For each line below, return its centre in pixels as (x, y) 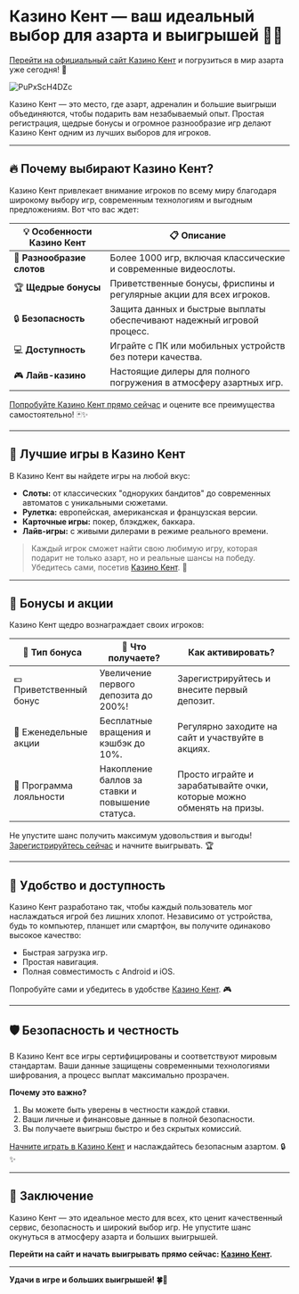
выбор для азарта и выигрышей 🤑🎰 (146, 35)
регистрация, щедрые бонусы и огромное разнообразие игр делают (140, 123)
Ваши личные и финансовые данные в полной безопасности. (138, 1119)
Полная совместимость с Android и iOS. (98, 972)
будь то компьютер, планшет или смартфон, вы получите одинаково (140, 926)
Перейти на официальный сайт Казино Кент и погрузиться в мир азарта (147, 60)
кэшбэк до (122, 744)
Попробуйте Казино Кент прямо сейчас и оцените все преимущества (142, 404)
